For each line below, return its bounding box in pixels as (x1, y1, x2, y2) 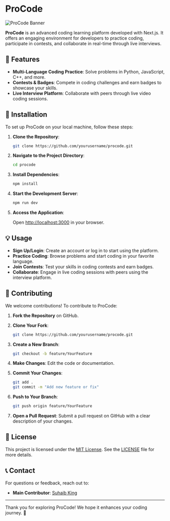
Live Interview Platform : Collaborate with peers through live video (12, 90, 151, 96)
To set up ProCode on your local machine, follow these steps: (5, 124, 134, 130)
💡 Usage (5, 234, 32, 242)
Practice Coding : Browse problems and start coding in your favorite (12, 253, 154, 259)
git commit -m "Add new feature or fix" (12, 385, 99, 390)
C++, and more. (12, 74, 46, 80)
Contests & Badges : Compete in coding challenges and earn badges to (12, 79, 162, 85)
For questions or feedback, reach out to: (5, 480, 90, 486)
